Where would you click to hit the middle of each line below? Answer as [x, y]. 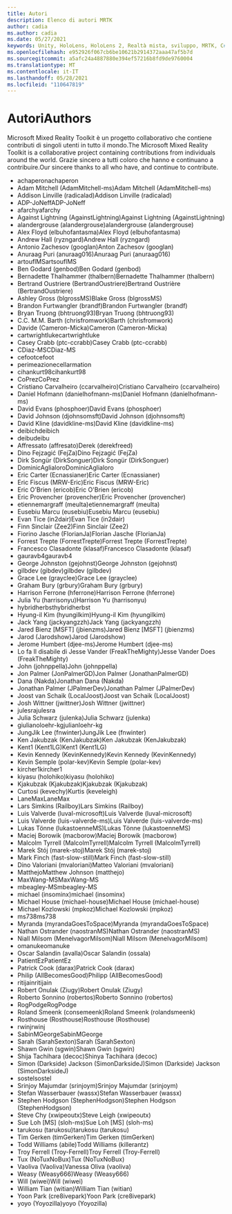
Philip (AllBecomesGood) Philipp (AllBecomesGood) [90, 975]
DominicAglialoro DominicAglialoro [65, 467]
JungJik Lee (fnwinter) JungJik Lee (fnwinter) [81, 733]
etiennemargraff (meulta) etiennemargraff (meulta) [88, 505]
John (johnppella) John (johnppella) [67, 666]
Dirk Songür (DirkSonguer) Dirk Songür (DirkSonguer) [93, 461]
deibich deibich [38, 431]
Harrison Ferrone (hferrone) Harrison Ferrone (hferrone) [96, 593]
